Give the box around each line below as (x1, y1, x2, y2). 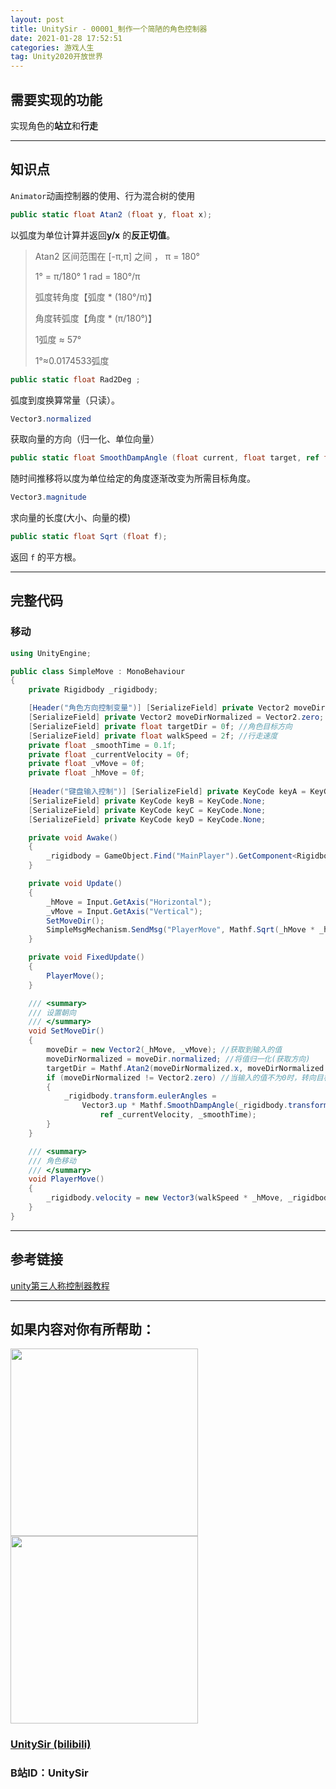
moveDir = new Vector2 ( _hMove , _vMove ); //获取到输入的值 (46, 1045, 283, 1055)
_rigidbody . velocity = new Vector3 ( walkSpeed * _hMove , (46, 1193, 284, 1203)
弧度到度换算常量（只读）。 (10, 394, 120, 406)
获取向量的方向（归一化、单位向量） (10, 433, 160, 445)
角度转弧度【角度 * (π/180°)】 (34, 312, 157, 324)
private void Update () (28, 879, 123, 889)
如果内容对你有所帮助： (10, 1321, 155, 1338)
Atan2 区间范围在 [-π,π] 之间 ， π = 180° (34, 250, 200, 262)
